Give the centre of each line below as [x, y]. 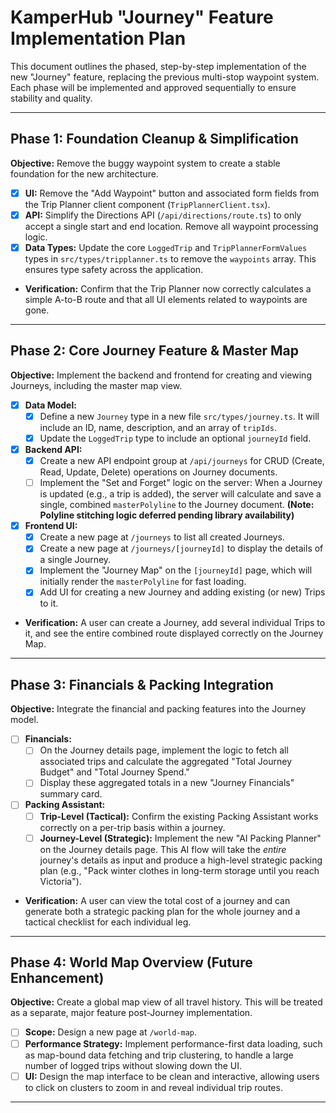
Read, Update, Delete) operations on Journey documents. [158, 472]
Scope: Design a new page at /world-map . [111, 1032]
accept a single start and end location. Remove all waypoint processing [171, 226]
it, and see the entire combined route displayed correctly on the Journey [174, 633]
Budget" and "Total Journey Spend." [114, 772]
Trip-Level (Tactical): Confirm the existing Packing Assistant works [179, 816]
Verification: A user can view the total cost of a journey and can [157, 900]
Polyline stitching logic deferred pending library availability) [167, 515]
